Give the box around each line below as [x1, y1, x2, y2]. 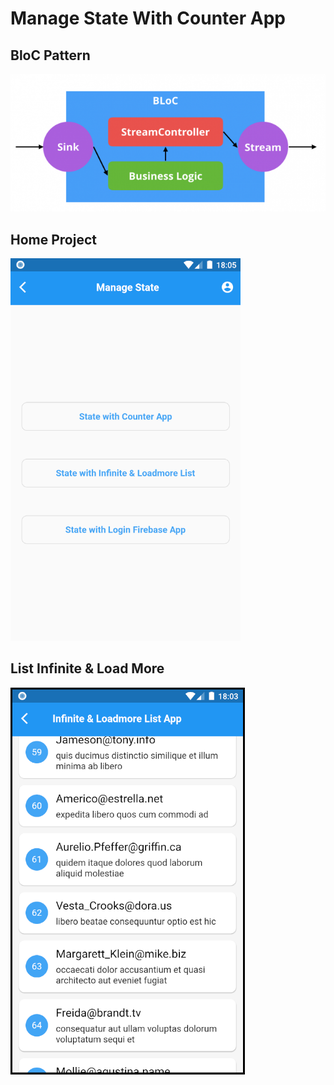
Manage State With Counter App [10, 7, 286, 30]
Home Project [10, 231, 97, 248]
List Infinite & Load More [10, 660, 165, 677]
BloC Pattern [10, 47, 91, 64]
